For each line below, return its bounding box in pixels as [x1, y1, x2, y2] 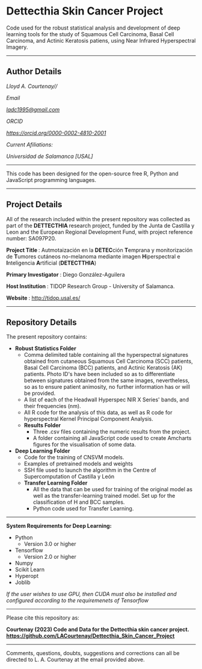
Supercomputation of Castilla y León [23, 473, 115, 480]
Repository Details [6, 317, 77, 327]
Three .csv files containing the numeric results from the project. [32, 428, 191, 435]
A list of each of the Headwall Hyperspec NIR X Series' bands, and [23, 396, 189, 403]
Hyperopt [14, 573, 39, 580]
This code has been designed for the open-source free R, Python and [6, 170, 179, 177]
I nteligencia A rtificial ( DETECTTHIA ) [6, 259, 97, 266]
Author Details [6, 66, 62, 77]
